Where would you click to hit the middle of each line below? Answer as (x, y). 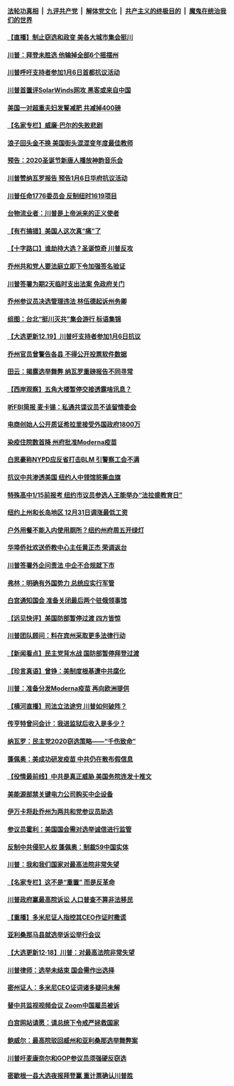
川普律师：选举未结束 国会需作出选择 (61, 970)
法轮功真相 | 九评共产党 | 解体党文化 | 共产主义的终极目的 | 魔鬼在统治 (114, 11)
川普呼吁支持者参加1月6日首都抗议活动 (64, 73)
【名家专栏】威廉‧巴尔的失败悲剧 (55, 125)
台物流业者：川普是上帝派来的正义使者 (63, 213)
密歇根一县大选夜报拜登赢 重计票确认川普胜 (70, 1076)
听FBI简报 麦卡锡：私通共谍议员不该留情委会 (72, 407)
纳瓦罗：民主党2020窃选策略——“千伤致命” (72, 741)
